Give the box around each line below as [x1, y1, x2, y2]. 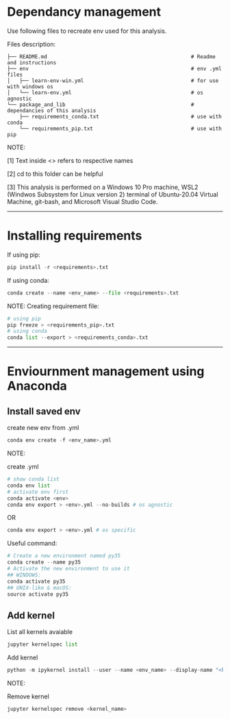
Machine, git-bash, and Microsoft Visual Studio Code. [7, 197, 159, 205]
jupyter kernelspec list [7, 641, 78, 648]
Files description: [7, 40, 56, 48]
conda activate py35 [7, 578, 66, 585]
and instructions [7, 59, 57, 66]
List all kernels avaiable [7, 628, 73, 636]
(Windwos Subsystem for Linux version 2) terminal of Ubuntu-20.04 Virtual [7, 190, 218, 199]
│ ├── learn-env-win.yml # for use [7, 77, 219, 84]
